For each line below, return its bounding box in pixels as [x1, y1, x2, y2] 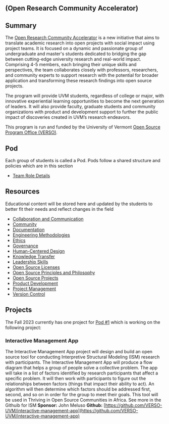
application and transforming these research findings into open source [5, 78, 152, 84]
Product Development [12, 280, 58, 286]
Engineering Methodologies [12, 232, 70, 238]
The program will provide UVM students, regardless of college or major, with [5, 93, 164, 99]
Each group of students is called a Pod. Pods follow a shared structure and [5, 158, 160, 164]
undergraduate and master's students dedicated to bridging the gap [5, 51, 147, 57]
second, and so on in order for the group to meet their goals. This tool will [5, 391, 158, 397]
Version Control [12, 291, 45, 297]
